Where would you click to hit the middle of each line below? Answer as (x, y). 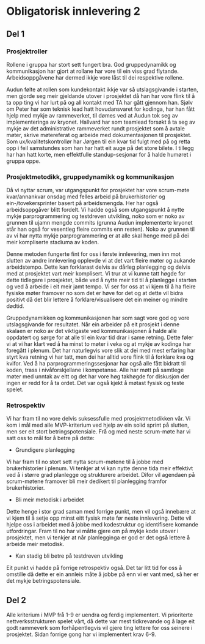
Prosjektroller (27, 51)
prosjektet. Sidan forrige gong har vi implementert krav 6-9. (81, 634)
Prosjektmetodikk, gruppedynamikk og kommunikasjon (90, 177)
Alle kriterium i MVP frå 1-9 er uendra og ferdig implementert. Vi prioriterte (100, 615)
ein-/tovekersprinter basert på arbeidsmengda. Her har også (82, 203)
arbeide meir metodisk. (35, 544)
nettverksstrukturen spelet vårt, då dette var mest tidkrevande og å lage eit (101, 621)
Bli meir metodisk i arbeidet (49, 500)
